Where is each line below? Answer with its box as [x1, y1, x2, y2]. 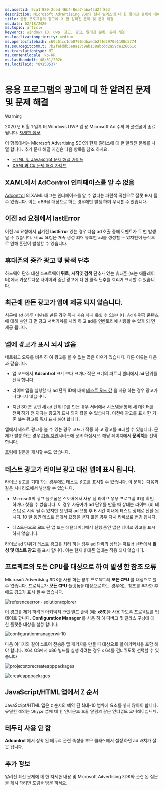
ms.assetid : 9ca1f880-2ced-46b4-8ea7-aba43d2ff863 [5, 7, 110, 12]
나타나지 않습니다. [12, 394, 46, 399]
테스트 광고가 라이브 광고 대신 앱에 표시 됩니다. [5, 465, 136, 474]
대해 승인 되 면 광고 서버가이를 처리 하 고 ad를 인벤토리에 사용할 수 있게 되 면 [10, 318, 155, 324]
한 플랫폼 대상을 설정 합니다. [5, 621, 59, 627]
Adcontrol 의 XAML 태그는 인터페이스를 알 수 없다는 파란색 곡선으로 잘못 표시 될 [5, 192, 158, 198]
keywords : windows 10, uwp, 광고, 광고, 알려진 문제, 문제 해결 [5, 30, 125, 35]
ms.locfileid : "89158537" [5, 62, 58, 67]
